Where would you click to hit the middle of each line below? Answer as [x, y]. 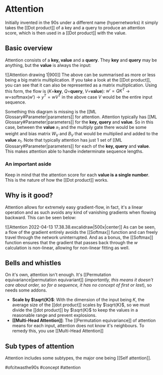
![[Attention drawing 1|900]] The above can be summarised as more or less [80, 75]
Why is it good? [29, 196]
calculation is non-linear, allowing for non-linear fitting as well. [67, 248]
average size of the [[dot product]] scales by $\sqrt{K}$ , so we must [81, 305]
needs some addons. [26, 290]
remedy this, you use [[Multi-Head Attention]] [58, 331]
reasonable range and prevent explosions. [54, 315]
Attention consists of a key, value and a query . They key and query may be [81, 60]
